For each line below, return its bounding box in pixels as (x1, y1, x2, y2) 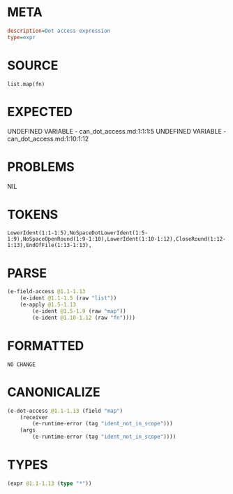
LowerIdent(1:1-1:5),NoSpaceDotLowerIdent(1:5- (7, 230, 149, 237)
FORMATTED (7, 337, 84, 353)
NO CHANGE (7, 361, 36, 368)
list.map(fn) (7, 80, 45, 87)
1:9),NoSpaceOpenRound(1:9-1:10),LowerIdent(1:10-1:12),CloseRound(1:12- (7, 236, 227, 243)
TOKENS (7, 206, 59, 223)
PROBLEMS (7, 159, 75, 175)
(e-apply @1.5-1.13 (20, 302, 77, 309)
